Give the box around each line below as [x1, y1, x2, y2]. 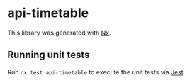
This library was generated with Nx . [7, 28, 111, 37]
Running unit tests [7, 49, 90, 61]
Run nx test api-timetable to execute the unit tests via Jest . [7, 67, 186, 76]
